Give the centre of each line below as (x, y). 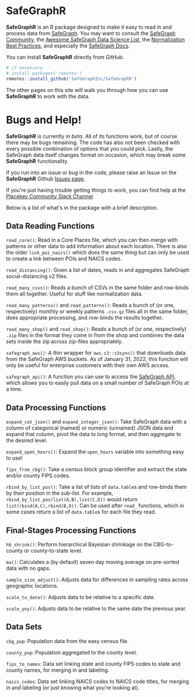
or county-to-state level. (53, 550)
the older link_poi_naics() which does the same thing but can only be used (98, 253)
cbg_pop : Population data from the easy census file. (67, 641)
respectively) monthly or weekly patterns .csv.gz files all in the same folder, (97, 311)
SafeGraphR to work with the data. (48, 96)
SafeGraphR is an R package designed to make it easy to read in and (89, 27)
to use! (14, 458)
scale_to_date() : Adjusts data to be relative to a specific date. (81, 597)
